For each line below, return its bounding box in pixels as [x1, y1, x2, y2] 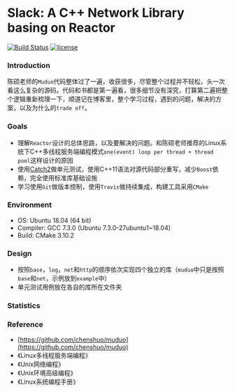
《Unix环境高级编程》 [17, 369, 77, 377]
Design [7, 248, 32, 258]
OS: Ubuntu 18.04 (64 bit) [17, 216, 92, 224]
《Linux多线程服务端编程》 [17, 351, 92, 360]
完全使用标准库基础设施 [29, 173, 98, 182]
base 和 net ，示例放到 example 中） [17, 274, 111, 283]
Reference [7, 319, 43, 329]
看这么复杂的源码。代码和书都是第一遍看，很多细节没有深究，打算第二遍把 [7, 86, 222, 95]
